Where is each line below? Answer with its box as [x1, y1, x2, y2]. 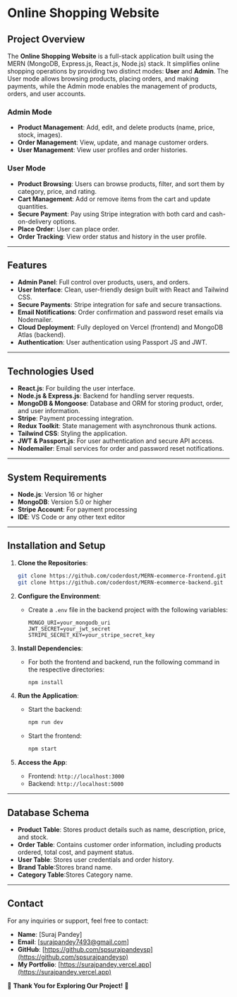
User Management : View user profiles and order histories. [17, 146, 188, 154]
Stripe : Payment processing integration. [17, 414, 134, 422]
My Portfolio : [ [17, 960, 61, 969]
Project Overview [7, 33, 85, 45]
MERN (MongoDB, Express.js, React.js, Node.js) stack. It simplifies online [7, 59, 220, 68]
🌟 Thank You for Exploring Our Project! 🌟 [7, 981, 129, 990]
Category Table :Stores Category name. [17, 870, 133, 879]
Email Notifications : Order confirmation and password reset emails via [17, 308, 224, 316]
